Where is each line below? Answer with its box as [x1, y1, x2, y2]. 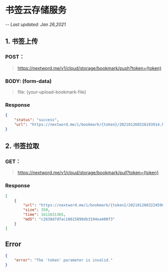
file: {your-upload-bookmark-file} [17, 88, 86, 95]
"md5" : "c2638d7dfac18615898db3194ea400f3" [23, 217, 115, 222]
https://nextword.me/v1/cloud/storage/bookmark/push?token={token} [17, 65, 161, 71]
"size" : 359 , [23, 207, 50, 212]
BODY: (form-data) [5, 77, 52, 84]
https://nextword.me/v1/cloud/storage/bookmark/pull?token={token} [17, 169, 159, 175]
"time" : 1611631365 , [23, 212, 66, 217]
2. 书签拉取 [5, 142, 39, 150]
